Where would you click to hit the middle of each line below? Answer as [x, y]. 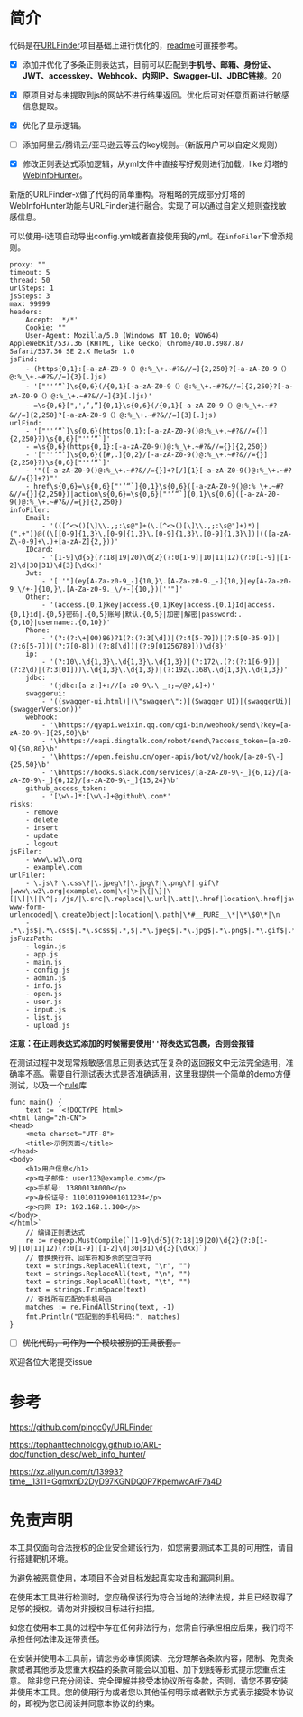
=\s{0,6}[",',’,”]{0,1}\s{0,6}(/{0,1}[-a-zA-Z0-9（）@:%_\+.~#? [155, 406]
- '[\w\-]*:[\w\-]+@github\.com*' [106, 797]
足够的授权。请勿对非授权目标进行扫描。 [84, 1609]
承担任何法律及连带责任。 [57, 1639]
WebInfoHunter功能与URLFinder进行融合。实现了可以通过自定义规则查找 [144, 206]
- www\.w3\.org [54, 860]
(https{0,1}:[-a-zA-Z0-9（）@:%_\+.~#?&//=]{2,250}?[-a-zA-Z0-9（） [162, 369]
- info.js [44, 986]
